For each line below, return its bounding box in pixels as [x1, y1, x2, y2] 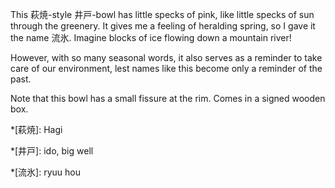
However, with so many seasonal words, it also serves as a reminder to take [10, 52, 323, 63]
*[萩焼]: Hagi [10, 124, 63, 135]
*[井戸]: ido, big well [10, 145, 94, 157]
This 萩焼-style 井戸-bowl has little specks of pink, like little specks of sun [10, 9, 315, 20]
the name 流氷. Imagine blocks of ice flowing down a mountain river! [10, 32, 292, 43]
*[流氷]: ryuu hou [10, 166, 81, 178]
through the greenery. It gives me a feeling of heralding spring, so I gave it [10, 20, 316, 32]
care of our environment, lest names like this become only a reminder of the [10, 63, 323, 74]
